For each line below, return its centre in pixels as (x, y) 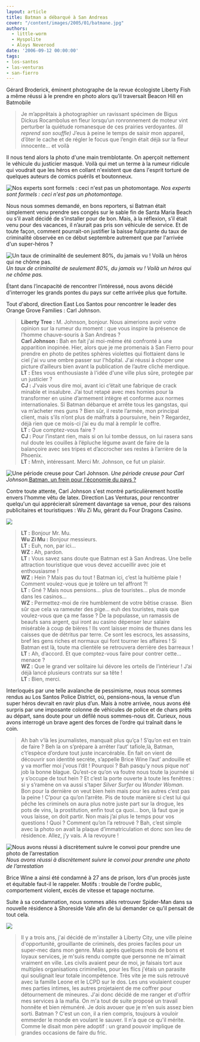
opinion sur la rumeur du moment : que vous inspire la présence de (103, 329)
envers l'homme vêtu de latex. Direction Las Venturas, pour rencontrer (93, 498)
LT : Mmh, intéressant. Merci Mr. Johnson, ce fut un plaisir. (93, 462)
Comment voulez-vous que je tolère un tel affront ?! (84, 584)
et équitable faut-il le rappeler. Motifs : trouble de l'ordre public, (84, 884)
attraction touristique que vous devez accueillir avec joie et (93, 565)
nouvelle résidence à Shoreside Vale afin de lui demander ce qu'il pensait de (100, 908)
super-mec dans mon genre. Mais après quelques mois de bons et (103, 950)
